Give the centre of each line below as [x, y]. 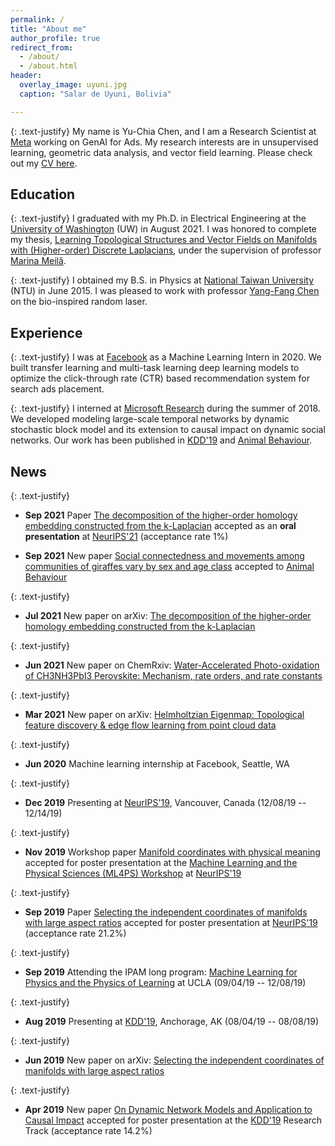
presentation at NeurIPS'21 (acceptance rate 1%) [126, 537]
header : [26, 76]
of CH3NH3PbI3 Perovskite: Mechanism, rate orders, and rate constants [173, 676]
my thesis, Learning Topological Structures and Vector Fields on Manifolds [164, 240]
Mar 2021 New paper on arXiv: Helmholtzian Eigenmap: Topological [164, 715]
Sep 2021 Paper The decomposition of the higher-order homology [161, 515]
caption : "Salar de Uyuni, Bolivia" [95, 94]
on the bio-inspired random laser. [79, 302]
